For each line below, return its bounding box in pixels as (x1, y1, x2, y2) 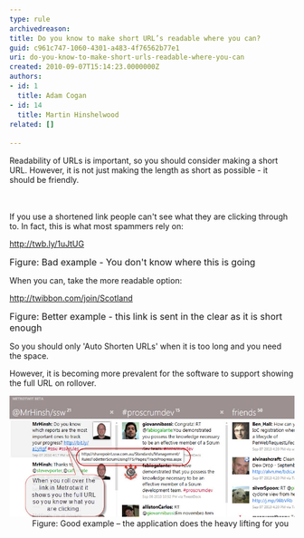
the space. (9, 351, 50, 361)
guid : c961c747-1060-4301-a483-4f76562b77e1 (9, 43, 180, 53)
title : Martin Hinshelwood (17, 110, 119, 120)
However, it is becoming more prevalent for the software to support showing (9, 368, 294, 379)
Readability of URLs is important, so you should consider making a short (9, 155, 279, 167)
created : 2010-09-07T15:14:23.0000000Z (9, 62, 160, 72)
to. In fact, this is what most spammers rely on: (9, 221, 184, 232)
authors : (9, 72, 43, 82)
